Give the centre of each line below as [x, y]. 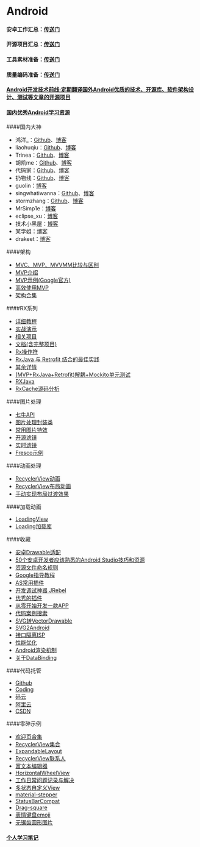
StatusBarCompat [37, 801]
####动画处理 [24, 466]
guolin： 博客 [31, 186]
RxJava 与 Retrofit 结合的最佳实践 [57, 359]
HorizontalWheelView [42, 773]
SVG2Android [32, 628]
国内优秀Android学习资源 [38, 112]
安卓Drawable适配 [38, 552]
